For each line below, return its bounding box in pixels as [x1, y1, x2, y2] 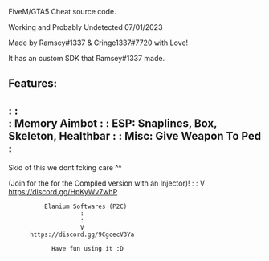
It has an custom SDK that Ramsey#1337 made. [8, 54, 165, 63]
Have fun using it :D [51, 245, 124, 253]
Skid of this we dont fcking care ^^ [8, 163, 122, 173]
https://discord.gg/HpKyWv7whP [8, 187, 118, 197]
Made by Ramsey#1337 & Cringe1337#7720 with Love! [8, 38, 189, 47]
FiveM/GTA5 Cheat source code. [8, 7, 116, 16]
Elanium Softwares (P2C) [43, 202, 128, 211]
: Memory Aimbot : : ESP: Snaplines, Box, [8, 116, 218, 130]
